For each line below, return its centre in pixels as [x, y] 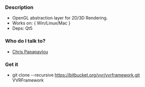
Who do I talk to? [25, 41]
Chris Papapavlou [30, 52]
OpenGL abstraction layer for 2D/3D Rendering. [60, 18]
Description [19, 7]
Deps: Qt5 [22, 28]
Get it [12, 64]
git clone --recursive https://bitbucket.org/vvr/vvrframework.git [76, 75]
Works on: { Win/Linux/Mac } [41, 23]
